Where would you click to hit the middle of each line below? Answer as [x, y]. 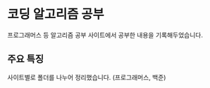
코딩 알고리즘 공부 [56, 14]
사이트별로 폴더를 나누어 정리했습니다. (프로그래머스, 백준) [87, 77]
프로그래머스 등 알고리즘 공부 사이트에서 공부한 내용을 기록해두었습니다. [105, 35]
